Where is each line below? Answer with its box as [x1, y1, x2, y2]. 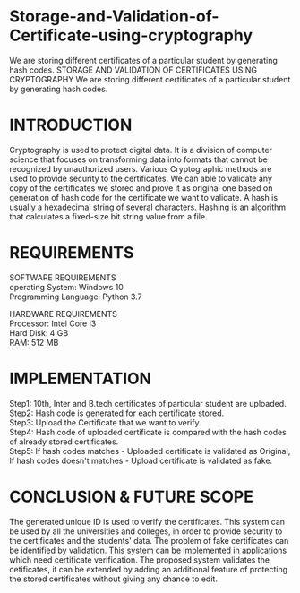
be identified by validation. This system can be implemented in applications [9, 545, 287, 555]
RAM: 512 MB [9, 337, 59, 348]
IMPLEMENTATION [9, 369, 152, 389]
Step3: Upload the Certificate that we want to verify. [9, 417, 201, 427]
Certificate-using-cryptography [9, 25, 253, 46]
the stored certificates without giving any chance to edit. [9, 573, 218, 584]
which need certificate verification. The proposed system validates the [9, 554, 270, 565]
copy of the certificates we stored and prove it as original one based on [9, 182, 273, 193]
